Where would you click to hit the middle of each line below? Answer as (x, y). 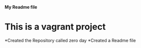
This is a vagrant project (55, 27)
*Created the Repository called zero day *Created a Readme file (70, 40)
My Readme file (21, 7)
